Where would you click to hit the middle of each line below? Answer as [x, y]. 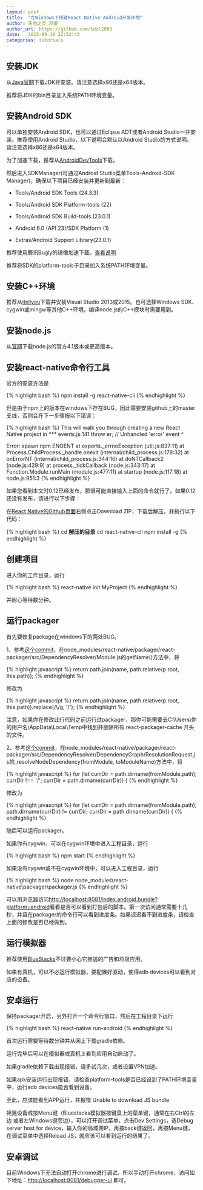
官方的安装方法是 [28, 383]
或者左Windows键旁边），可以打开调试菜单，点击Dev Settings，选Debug [103, 1121]
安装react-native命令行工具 [58, 368]
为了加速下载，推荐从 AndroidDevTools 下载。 [62, 160]
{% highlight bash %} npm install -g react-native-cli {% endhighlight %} [96, 395]
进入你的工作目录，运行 [35, 575]
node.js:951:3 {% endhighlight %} [48, 479]
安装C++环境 [31, 286]
